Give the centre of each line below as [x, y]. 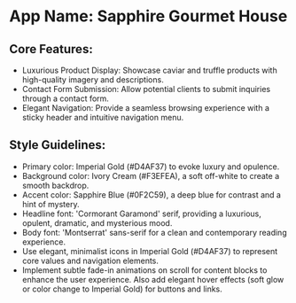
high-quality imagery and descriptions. [93, 80]
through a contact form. [65, 98]
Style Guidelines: [58, 145]
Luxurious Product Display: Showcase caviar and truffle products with [149, 70]
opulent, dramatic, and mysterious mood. [97, 222]
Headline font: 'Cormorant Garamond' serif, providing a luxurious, [141, 214]
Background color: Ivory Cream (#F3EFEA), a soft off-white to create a [151, 175]
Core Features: [51, 49]
